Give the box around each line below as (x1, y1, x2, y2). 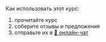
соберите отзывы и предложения (14, 23, 100, 30)
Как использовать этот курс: (5, 5, 80, 12)
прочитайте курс (14, 17, 58, 23)
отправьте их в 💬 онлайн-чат (14, 29, 89, 36)
